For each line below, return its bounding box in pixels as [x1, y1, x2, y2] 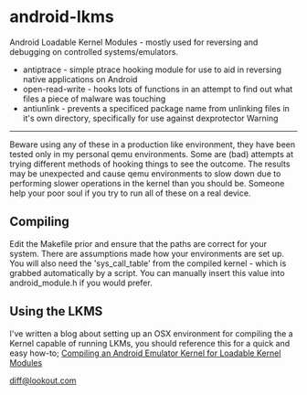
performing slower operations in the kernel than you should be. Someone [9, 177, 285, 188]
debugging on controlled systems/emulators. [9, 46, 179, 57]
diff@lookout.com [9, 375, 77, 386]
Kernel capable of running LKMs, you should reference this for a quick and [9, 337, 291, 348]
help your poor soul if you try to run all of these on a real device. [9, 187, 251, 198]
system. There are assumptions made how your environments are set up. [9, 248, 285, 259]
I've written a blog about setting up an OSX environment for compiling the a [9, 327, 294, 339]
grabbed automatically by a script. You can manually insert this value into [9, 267, 285, 278]
